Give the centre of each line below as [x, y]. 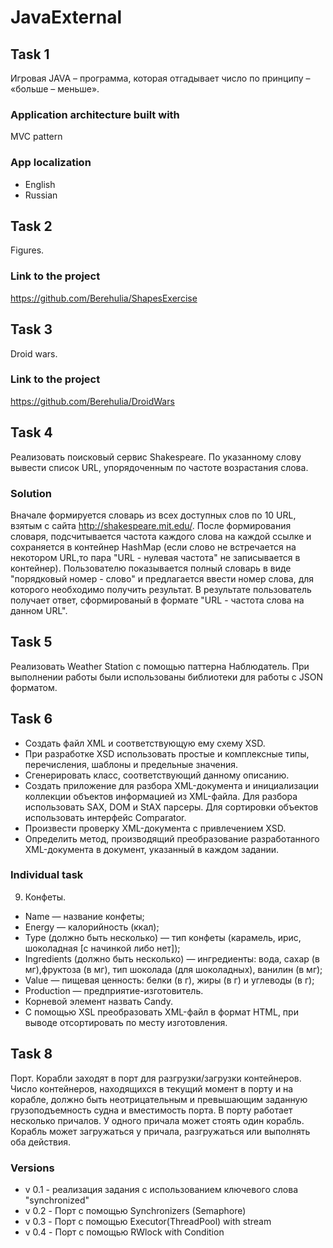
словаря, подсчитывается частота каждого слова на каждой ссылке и [161, 536]
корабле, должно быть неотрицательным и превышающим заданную [159, 1099]
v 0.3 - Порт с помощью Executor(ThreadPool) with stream [148, 1221]
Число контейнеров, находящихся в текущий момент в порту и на [152, 1088]
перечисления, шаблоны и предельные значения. [131, 764]
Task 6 [31, 719]
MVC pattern [36, 137]
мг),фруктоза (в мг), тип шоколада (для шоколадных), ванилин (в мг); [173, 969]
